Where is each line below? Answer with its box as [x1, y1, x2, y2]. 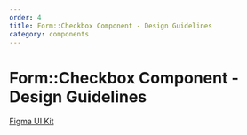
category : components [9, 29, 90, 38]
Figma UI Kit [9, 116, 55, 127]
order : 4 [9, 12, 42, 22]
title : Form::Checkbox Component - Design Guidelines [9, 21, 213, 30]
